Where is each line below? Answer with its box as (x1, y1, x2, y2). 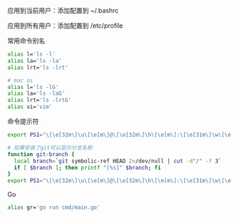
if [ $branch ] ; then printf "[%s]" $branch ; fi (14, 164, 161, 171)
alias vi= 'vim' (7, 103, 53, 110)
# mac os (7, 77, 34, 84)
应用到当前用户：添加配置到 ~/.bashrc (7, 6, 119, 14)
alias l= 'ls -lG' (7, 83, 59, 90)
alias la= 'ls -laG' (7, 90, 66, 98)
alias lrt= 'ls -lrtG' (7, 97, 72, 104)
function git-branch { (7, 150, 75, 158)
